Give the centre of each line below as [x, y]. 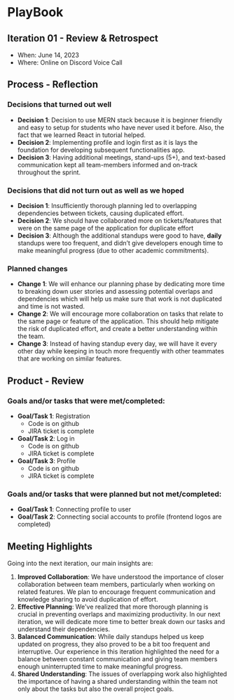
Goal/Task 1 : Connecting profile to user [74, 510]
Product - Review [46, 381]
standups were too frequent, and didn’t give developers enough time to [120, 242]
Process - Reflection [53, 85]
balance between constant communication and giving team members [117, 659]
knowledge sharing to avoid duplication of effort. [88, 599]
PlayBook [35, 12]
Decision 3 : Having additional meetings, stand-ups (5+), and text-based [122, 157]
